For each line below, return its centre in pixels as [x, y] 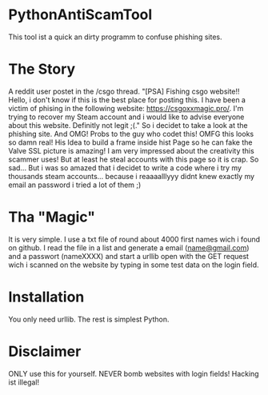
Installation [46, 297]
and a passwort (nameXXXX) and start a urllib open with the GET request [129, 256]
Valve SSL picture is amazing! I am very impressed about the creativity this [131, 150]
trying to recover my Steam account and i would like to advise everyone [126, 117]
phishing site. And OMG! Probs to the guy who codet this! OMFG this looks [131, 134]
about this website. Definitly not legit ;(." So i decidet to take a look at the [128, 125]
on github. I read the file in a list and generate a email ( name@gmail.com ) [129, 247]
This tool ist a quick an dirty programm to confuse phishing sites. [115, 37]
